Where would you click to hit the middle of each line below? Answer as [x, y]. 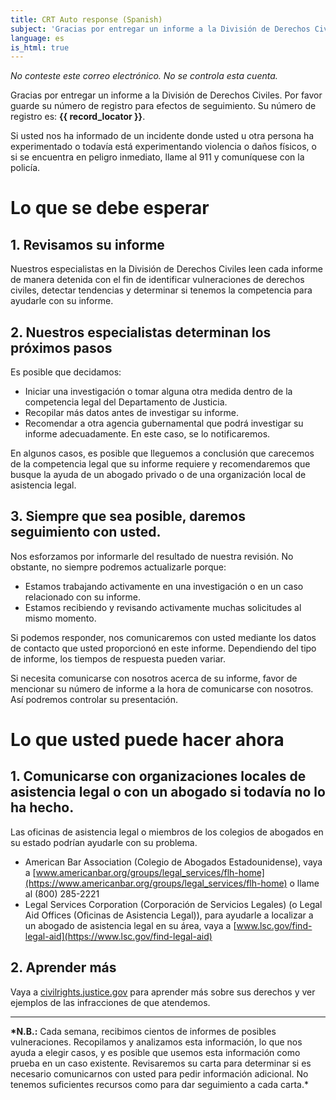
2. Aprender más [63, 967]
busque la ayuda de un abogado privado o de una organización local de [158, 475]
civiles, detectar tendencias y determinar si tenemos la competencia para [161, 290]
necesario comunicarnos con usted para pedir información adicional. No [159, 1073]
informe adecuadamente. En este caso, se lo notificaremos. [147, 434]
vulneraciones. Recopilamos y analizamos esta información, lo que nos [156, 1042]
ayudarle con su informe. [62, 301]
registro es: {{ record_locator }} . [78, 117]
